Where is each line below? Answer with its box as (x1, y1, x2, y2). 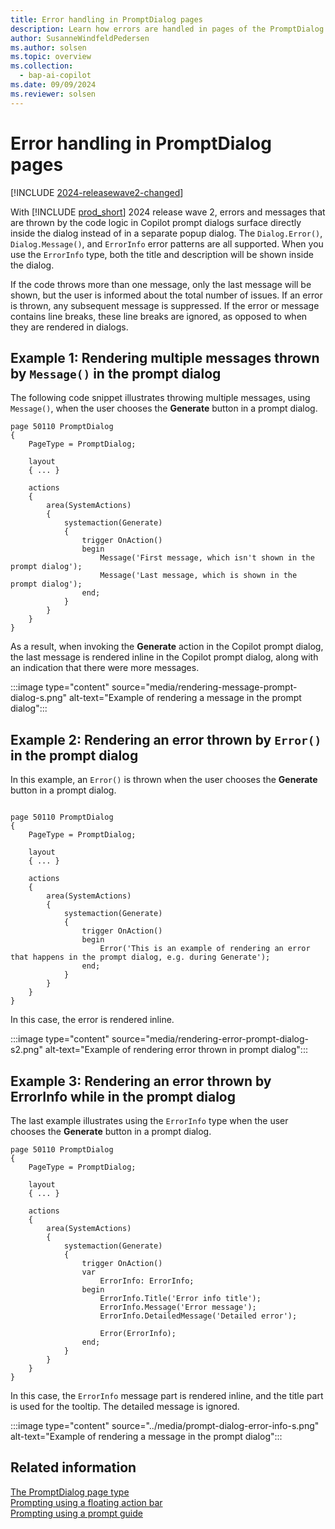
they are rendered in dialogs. (10, 321, 129, 333)
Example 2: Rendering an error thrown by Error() (10, 731, 322, 748)
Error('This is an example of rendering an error (99, 944, 311, 954)
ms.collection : (10, 61, 74, 71)
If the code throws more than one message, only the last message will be (10, 278, 312, 290)
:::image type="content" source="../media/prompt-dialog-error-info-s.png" (10, 1420, 320, 1431)
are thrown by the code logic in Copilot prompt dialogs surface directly (10, 216, 302, 228)
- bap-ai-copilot (19, 71, 92, 81)
